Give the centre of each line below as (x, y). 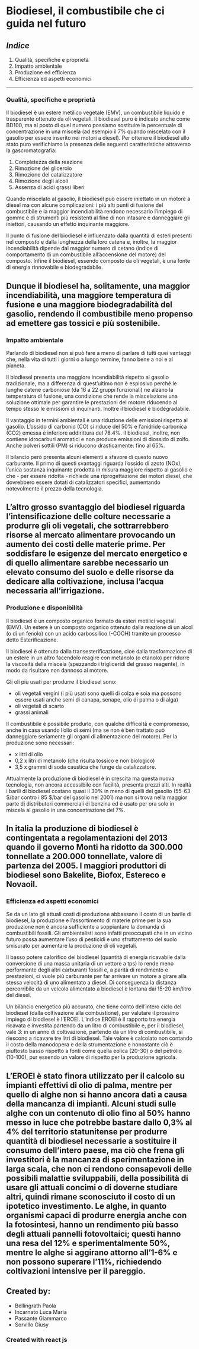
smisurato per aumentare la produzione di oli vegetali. (72, 946)
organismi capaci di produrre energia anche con (97, 1215)
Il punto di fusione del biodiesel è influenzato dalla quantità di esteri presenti (99, 235)
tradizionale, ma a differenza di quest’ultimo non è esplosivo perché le (92, 383)
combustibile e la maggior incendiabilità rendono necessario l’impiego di (94, 212)
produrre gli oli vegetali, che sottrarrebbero (88, 526)
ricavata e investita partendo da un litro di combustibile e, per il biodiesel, (95, 1026)
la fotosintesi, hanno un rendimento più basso (92, 1224)
